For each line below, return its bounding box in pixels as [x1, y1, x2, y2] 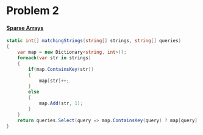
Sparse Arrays [6, 24, 44, 31]
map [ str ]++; [38, 78, 69, 84]
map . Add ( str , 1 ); [38, 100, 84, 107]
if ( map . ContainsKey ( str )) [28, 66, 94, 72]
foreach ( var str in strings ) [17, 55, 91, 61]
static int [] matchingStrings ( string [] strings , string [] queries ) [6, 38, 182, 44]
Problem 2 [6, 4, 59, 18]
